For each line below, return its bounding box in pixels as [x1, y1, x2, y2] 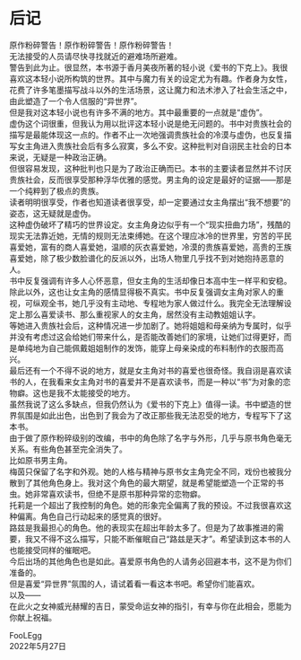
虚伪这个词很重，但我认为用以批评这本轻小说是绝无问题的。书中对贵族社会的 [9, 118, 292, 128]
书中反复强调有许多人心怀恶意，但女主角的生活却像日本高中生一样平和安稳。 [9, 275, 292, 286]
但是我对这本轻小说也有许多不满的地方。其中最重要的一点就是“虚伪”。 [9, 107, 268, 118]
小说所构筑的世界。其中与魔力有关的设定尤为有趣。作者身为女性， [47, 73, 292, 84]
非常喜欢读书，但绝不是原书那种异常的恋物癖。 [32, 488, 206, 499]
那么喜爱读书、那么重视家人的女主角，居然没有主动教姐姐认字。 [24, 309, 261, 320]
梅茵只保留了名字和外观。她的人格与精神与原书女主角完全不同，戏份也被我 [9, 466, 284, 477]
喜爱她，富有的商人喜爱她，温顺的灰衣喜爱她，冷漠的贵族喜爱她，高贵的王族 [9, 242, 292, 252]
